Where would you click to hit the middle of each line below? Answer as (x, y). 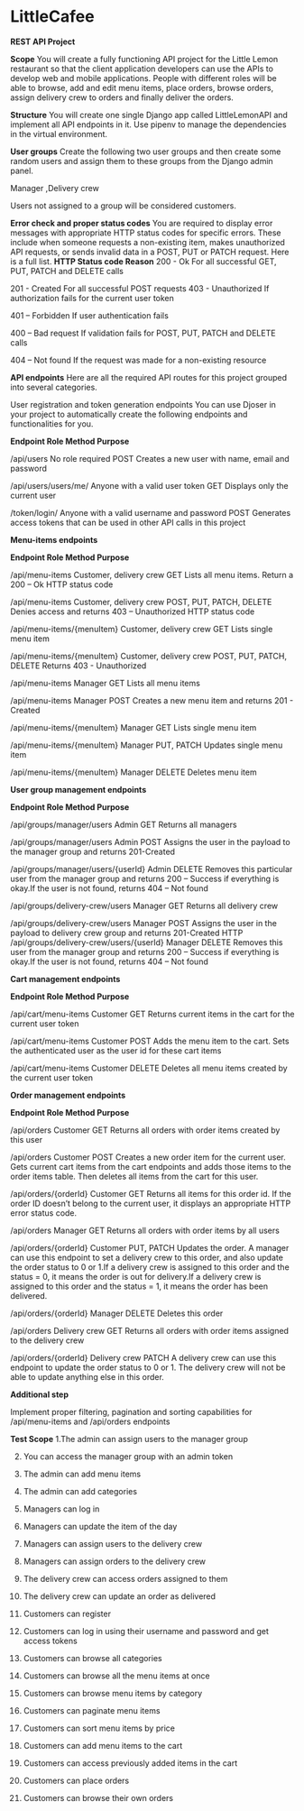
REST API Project (43, 41)
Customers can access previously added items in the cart (130, 1763)
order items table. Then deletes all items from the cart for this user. (134, 1176)
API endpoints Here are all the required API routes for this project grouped (149, 377)
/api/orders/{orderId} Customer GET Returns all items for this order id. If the (151, 1193)
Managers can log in (61, 1509)
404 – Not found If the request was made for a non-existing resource (138, 360)
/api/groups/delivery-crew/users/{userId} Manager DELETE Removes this (147, 942)
